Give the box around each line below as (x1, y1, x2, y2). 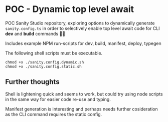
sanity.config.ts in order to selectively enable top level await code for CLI (5, 25, 160, 31)
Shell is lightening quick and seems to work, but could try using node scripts (5, 91, 163, 97)
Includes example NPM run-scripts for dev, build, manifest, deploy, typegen (5, 40, 161, 46)
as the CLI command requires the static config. (5, 111, 102, 117)
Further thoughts (5, 77, 60, 86)
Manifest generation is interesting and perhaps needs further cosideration (5, 106, 158, 112)
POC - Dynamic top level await (5, 3, 134, 15)
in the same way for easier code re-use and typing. (5, 96, 111, 102)
